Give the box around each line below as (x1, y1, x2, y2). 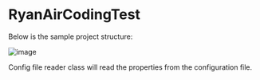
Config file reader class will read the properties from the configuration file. (8, 62, 253, 72)
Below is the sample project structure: (8, 32, 133, 41)
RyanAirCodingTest (8, 6, 141, 24)
